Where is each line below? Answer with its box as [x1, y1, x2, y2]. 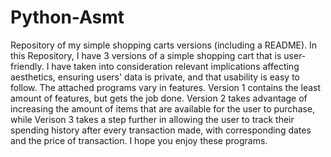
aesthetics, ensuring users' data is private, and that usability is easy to [10, 71, 301, 83]
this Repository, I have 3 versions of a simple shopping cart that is [10, 49, 282, 61]
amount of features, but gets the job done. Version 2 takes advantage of [10, 92, 308, 104]
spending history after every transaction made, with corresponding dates [10, 124, 312, 136]
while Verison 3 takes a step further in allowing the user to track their [10, 113, 295, 125]
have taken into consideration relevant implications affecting [51, 60, 300, 72]
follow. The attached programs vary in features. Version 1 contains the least [10, 81, 322, 93]
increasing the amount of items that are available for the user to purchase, [10, 102, 316, 115]
